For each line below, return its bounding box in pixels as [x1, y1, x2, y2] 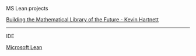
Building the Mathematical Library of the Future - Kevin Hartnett [6, 16, 159, 23]
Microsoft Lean [6, 44, 43, 51]
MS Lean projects [6, 5, 48, 12]
